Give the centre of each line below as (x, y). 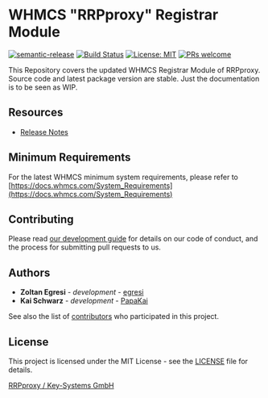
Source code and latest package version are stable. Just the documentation (134, 78)
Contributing (41, 219)
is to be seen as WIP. (43, 87)
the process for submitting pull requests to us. (85, 247)
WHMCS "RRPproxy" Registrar (113, 15)
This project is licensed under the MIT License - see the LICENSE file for (128, 361)
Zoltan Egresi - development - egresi (82, 292)
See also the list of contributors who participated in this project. (114, 316)
